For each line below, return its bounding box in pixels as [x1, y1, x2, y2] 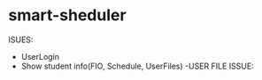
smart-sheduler [8, 5, 127, 25]
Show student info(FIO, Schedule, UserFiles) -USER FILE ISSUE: [20, 61, 254, 71]
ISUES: [8, 34, 34, 45]
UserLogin [20, 51, 59, 62]
